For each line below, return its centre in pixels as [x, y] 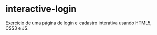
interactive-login [41, 9]
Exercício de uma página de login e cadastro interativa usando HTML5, [78, 23]
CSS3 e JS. [17, 28]
